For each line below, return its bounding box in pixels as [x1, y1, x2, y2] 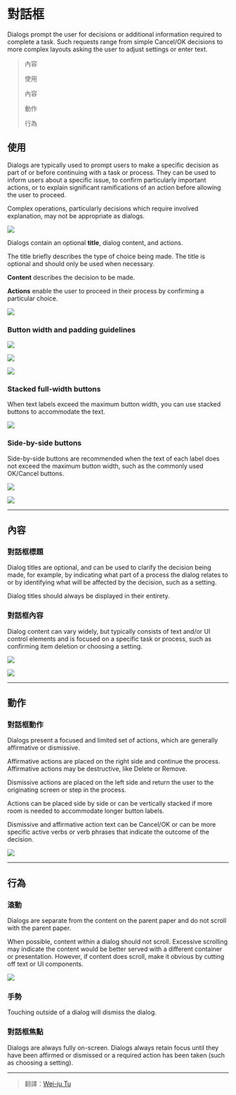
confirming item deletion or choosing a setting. [7, 642, 143, 650]
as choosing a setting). [7, 1058, 74, 1067]
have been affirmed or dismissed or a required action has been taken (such [7, 1051, 225, 1059]
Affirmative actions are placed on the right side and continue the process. [7, 757, 221, 766]
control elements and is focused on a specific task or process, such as [7, 635, 212, 643]
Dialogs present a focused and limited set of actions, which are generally [7, 736, 218, 745]
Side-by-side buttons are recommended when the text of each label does [7, 454, 220, 463]
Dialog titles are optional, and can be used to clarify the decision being [7, 563, 212, 572]
